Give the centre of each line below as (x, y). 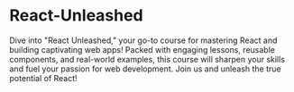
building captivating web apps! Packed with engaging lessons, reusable (142, 49)
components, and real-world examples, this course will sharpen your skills (147, 59)
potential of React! (44, 78)
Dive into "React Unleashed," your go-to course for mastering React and (143, 40)
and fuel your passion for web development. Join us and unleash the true (145, 69)
